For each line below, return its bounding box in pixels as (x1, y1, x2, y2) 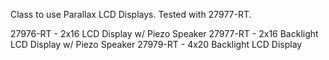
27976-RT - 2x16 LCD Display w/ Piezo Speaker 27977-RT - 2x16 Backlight (10, 28, 319, 39)
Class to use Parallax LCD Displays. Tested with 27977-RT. (10, 9, 252, 20)
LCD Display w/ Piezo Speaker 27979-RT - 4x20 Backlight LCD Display (10, 39, 303, 50)
